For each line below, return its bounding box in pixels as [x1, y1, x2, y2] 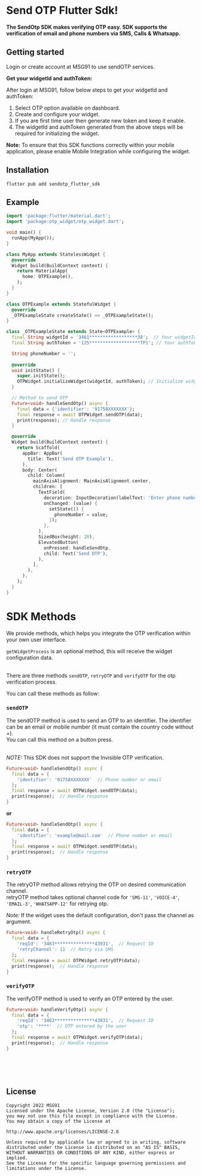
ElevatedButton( [38, 539, 79, 545]
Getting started [6, 47, 65, 58]
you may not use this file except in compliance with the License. [6, 1112, 178, 1119]
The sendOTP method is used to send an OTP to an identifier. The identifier [6, 717, 191, 724]
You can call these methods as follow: [6, 690, 100, 697]
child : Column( [28, 473, 66, 479]
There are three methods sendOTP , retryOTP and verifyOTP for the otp [6, 672, 176, 679]
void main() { [6, 229, 42, 235]
